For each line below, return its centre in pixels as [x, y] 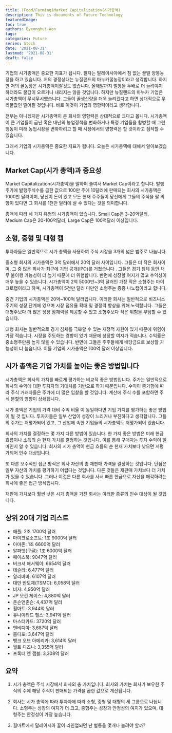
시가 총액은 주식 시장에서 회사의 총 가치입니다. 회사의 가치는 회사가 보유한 [86, 684]
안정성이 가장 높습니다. [49, 715]
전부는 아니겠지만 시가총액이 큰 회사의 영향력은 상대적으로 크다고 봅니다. [77, 116]
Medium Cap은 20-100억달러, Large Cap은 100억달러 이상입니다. [72, 220]
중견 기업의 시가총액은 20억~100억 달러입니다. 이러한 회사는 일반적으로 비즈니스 [85, 299]
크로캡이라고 [18, 288]
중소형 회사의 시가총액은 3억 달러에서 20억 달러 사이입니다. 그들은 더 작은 [79, 262]
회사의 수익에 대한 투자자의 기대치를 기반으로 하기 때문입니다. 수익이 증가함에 [82, 386]
